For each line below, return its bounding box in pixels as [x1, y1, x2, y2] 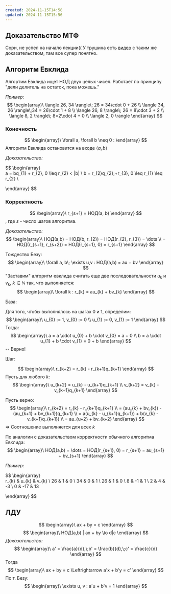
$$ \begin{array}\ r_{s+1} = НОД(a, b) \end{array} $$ [30, 210, 142, 216]
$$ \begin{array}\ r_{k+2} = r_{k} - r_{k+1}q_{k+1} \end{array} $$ [17, 366, 154, 372]
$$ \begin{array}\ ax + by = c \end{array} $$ [38, 522, 133, 528]
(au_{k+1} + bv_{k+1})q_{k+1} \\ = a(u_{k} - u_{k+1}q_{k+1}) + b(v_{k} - [13, 410, 159, 417]
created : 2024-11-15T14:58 [5, 7, 63, 13]
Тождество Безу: [5, 251, 42, 257]
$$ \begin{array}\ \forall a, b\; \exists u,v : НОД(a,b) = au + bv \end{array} [8, 259, 164, 265]
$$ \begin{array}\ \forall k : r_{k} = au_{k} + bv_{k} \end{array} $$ [17, 289, 155, 295]
